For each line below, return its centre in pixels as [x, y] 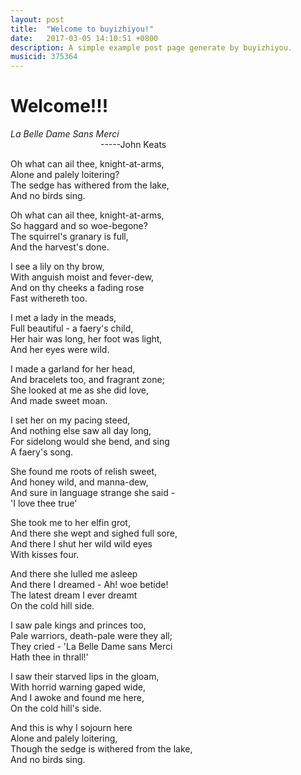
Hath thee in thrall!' [49, 657]
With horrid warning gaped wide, [78, 687]
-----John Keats [133, 145]
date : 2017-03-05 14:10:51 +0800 [84, 38]
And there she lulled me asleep [74, 574]
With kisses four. [45, 555]
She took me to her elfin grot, [70, 523]
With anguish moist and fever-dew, [82, 277]
